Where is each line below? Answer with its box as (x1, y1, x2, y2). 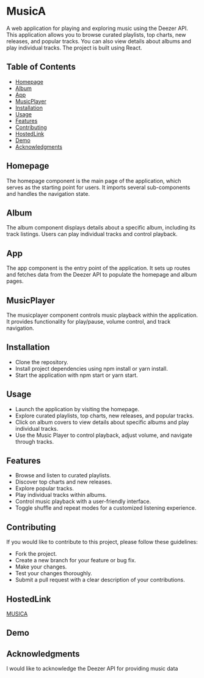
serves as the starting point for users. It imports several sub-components (6, 184, 191, 191)
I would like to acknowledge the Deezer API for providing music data (6, 665, 178, 672)
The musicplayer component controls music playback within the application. (6, 311, 199, 319)
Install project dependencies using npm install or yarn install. (15, 365, 168, 372)
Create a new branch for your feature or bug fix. (15, 557, 136, 564)
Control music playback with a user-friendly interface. (15, 497, 151, 505)
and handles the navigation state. (6, 190, 90, 197)
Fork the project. (15, 550, 57, 557)
